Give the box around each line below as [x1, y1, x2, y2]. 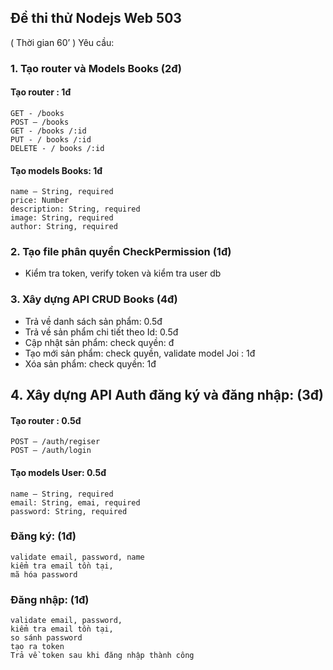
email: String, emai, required [10, 497, 141, 508]
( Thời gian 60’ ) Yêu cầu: [10, 36, 115, 48]
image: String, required [10, 213, 114, 223]
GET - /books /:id [10, 126, 87, 136]
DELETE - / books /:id [10, 143, 105, 153]
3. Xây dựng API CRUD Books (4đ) [10, 292, 178, 306]
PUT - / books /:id [10, 134, 92, 145]
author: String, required [10, 222, 118, 232]
